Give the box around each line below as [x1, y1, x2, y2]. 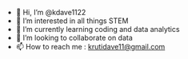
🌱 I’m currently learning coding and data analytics [15, 25, 180, 33]
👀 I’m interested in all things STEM [15, 16, 129, 26]
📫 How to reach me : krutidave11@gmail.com [15, 42, 166, 51]
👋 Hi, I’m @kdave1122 [15, 8, 86, 17]
